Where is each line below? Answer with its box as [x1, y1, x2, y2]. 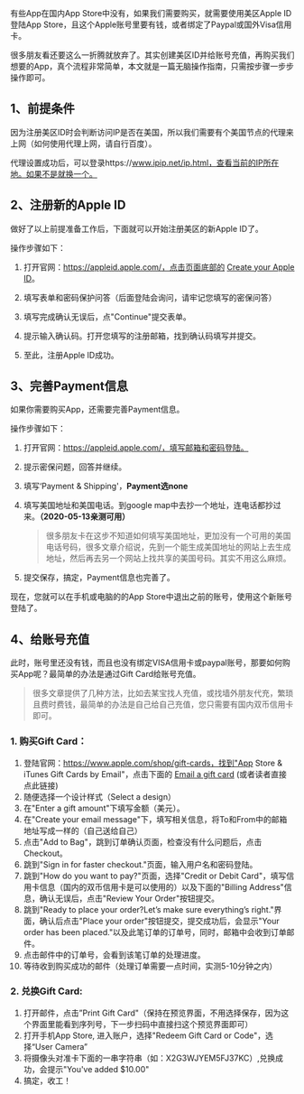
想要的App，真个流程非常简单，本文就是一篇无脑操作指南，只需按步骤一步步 [10, 61, 294, 71]
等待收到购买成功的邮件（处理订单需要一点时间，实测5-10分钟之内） [23, 960, 278, 971]
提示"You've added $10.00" [47, 1063, 150, 1074]
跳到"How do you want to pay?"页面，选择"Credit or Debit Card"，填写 [23, 870, 287, 881]
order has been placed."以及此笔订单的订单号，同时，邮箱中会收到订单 [23, 926, 287, 937]
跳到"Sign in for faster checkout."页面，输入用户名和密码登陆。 [23, 858, 258, 869]
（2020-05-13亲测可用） [39, 511, 130, 522]
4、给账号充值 [10, 631, 90, 647]
